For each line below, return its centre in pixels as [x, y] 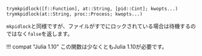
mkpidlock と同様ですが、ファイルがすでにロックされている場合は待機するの [101, 26]
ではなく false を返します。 [40, 34]
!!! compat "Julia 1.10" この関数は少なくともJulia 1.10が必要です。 [87, 47]
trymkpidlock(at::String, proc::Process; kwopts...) [75, 14]
